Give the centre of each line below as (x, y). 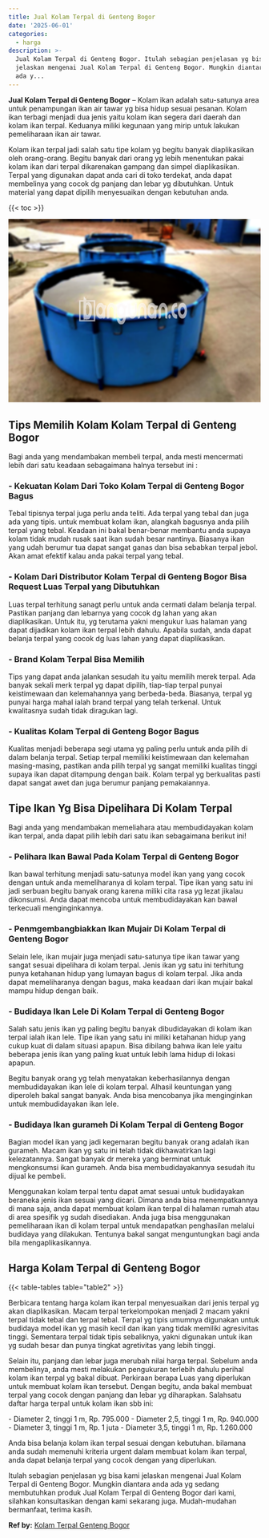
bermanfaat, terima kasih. (50, 1510)
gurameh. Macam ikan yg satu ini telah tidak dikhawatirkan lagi (112, 1151)
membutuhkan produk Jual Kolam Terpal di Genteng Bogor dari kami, (122, 1493)
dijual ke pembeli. (37, 1176)
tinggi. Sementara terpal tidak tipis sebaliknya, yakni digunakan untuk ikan (130, 1337)
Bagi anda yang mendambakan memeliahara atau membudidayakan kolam (131, 828)
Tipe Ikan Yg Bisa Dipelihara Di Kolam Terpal (120, 808)
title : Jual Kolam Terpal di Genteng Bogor (82, 17)
